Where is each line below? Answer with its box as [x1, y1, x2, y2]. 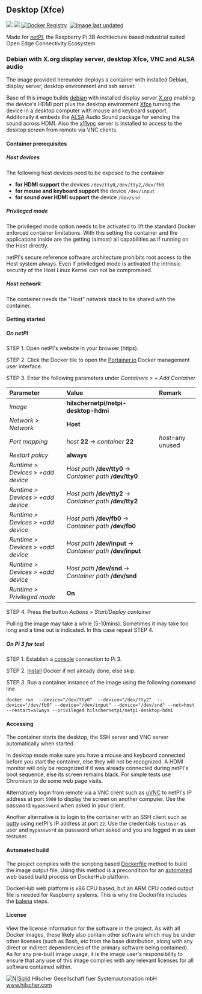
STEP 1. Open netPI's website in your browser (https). [6, 345, 139, 352]
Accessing [6, 720, 34, 727]
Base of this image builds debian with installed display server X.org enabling [6, 94, 195, 101]
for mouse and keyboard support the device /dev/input [14, 187, 155, 194]
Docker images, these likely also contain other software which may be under [6, 931, 196, 938]
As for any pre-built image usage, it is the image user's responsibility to [6, 950, 183, 957]
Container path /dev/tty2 [66, 497, 138, 506]
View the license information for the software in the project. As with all [6, 925, 180, 932]
